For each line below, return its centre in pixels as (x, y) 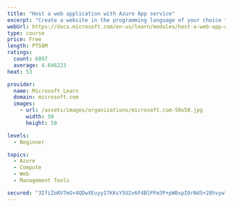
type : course (26, 33)
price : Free (24, 40)
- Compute (27, 167)
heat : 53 (20, 72)
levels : (18, 135)
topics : (18, 155)
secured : (20, 193)
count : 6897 (31, 59)
